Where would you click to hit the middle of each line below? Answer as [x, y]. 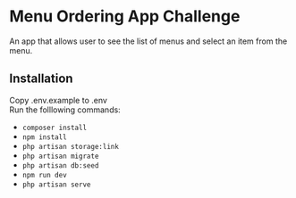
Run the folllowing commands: [65, 110]
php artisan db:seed [60, 165]
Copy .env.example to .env [58, 100]
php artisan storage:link [70, 146]
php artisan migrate [60, 156]
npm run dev [44, 175]
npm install [44, 137]
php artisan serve [56, 185]
